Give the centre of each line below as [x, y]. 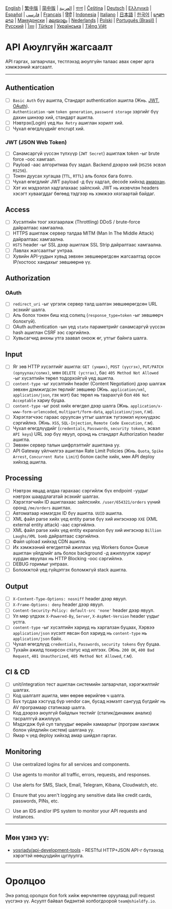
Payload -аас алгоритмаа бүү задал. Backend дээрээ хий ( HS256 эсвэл [89, 165]
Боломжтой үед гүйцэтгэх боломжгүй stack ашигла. [70, 570]
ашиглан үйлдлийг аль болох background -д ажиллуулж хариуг [82, 553]
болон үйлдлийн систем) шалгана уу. [53, 729]
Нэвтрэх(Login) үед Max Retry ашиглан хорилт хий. [68, 122]
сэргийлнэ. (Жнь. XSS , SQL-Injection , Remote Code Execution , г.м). [83, 423]
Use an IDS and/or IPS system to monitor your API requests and [80, 811]
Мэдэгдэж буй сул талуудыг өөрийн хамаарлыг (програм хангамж [86, 724]
